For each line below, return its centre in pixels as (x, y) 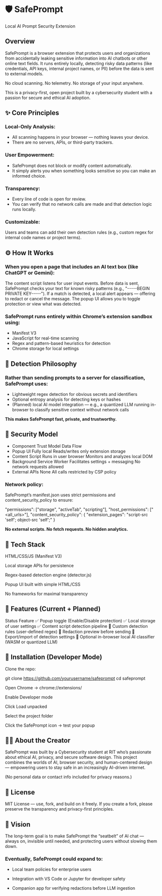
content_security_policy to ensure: (39, 500)
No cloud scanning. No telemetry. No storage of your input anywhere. (74, 83)
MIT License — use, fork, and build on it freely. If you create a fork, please (79, 804)
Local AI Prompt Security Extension (40, 26)
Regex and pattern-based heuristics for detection (61, 343)
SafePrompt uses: (27, 384)
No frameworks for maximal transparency (46, 594)
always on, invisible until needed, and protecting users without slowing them (81, 841)
